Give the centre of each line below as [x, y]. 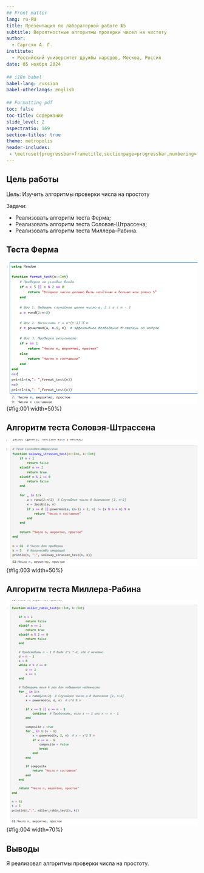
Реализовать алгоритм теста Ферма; [63, 217]
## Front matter [27, 13]
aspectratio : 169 [28, 128]
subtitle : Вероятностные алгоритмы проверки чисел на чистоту [87, 32]
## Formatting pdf [29, 103]
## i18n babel [24, 77]
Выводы [23, 849]
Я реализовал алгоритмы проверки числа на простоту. [78, 863]
